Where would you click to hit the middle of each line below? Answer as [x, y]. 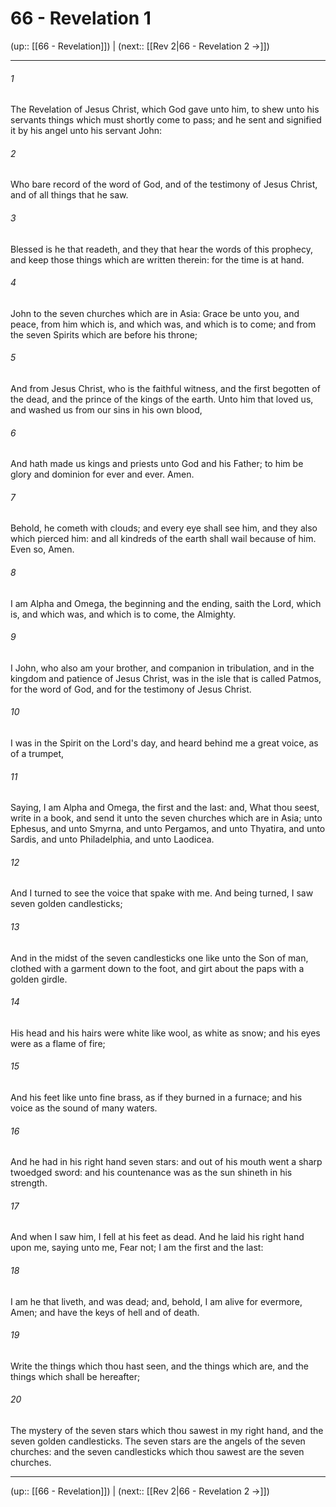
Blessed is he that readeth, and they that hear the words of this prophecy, [161, 249]
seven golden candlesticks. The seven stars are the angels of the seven [158, 1441]
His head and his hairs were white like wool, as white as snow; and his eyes [165, 1033]
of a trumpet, [37, 753]
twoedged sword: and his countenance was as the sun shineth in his [151, 1173]
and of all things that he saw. [69, 195]
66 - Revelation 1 [81, 18]
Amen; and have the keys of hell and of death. [105, 1312]
